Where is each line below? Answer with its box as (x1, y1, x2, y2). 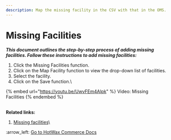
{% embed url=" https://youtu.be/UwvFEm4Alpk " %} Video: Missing (6, 88, 149, 94)
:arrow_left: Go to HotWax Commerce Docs (6, 129, 97, 135)
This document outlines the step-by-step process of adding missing (6, 47, 154, 53)
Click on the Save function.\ (13, 78, 72, 85)
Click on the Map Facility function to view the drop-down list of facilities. (13, 67, 166, 73)
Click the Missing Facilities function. (13, 62, 90, 68)
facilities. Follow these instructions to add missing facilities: (6, 52, 137, 58)
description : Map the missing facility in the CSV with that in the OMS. (6, 7, 167, 13)
